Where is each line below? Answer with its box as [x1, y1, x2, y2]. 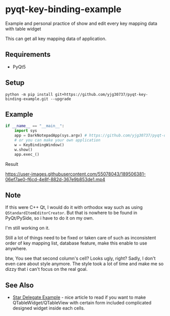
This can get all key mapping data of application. [5, 36, 107, 42]
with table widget [5, 25, 41, 31]
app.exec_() [14, 152, 39, 157]
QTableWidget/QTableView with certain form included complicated [12, 300, 152, 306]
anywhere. [5, 245, 27, 252]
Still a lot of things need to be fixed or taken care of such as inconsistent [5, 235, 156, 241]
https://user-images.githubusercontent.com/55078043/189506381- [5, 171, 146, 177]
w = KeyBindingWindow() [14, 142, 65, 148]
